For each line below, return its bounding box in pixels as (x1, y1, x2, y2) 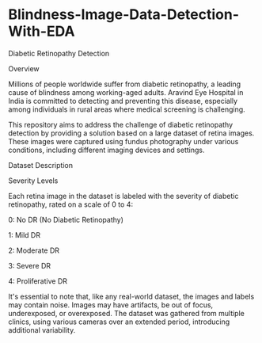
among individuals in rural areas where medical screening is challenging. (8, 105, 245, 114)
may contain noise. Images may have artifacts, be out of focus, (8, 299, 214, 310)
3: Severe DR (8, 261, 51, 270)
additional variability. (8, 325, 76, 334)
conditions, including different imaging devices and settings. (8, 145, 205, 154)
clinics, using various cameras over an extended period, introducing (8, 317, 230, 326)
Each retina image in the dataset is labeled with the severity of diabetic (8, 191, 239, 200)
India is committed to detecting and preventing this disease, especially (8, 96, 238, 105)
